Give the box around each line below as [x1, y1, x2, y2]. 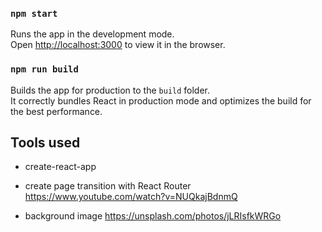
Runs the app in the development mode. [10, 28, 175, 40]
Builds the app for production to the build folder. [10, 84, 211, 96]
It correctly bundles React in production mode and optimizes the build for [10, 94, 312, 107]
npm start [10, 8, 58, 19]
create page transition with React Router [24, 180, 192, 192]
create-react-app [24, 161, 97, 173]
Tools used [10, 134, 81, 151]
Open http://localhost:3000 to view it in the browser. [10, 39, 226, 51]
